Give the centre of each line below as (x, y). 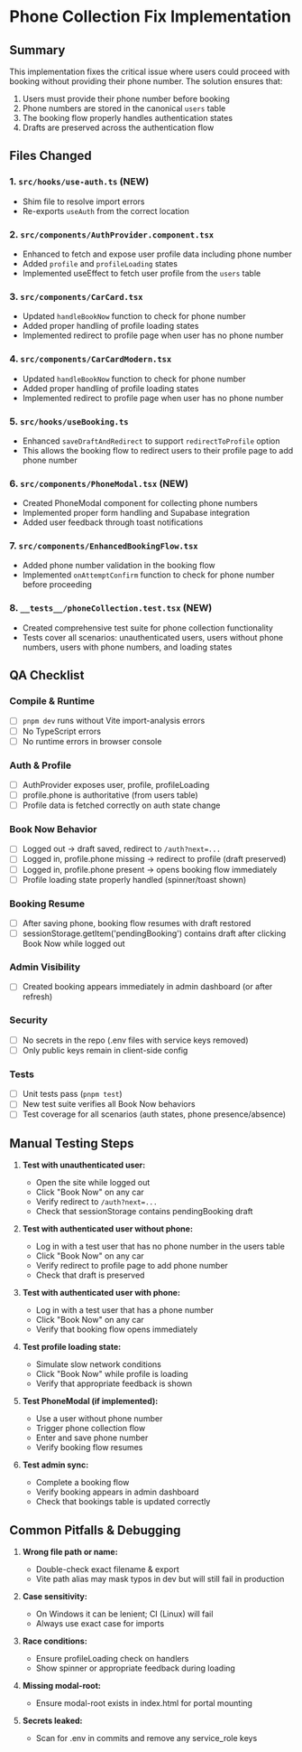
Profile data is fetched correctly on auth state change (121, 805)
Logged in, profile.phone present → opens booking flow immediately (150, 869)
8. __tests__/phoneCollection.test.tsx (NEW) (111, 608)
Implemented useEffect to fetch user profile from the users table (142, 273)
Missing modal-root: (61, 1685)
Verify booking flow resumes (89, 1448)
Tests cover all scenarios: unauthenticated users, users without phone (153, 637)
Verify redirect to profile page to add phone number (132, 1266)
